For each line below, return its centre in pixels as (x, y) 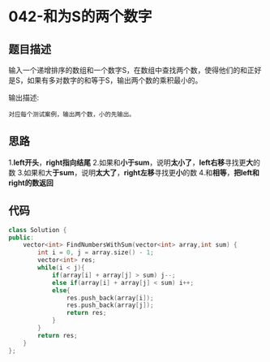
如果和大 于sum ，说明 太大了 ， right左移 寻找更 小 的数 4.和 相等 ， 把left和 (141, 172)
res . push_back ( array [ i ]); (110, 298)
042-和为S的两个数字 (80, 17)
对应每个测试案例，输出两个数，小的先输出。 (72, 114)
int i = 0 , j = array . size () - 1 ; (96, 252)
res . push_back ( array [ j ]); (110, 305)
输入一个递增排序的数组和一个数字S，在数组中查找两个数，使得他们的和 (128, 70)
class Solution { (38, 230)
